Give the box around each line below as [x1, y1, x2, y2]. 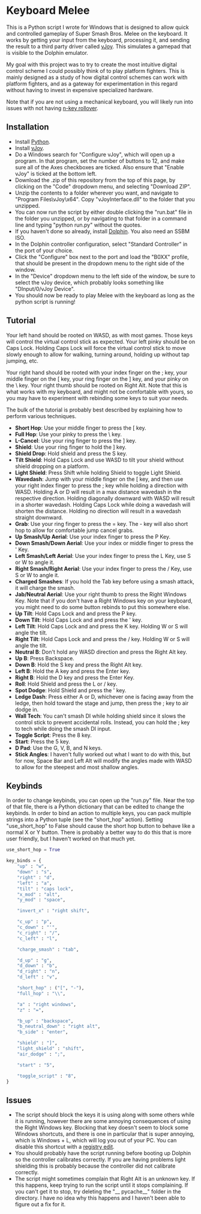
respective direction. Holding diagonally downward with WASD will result [14, 495, 195, 502]
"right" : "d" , [17, 874, 55, 880]
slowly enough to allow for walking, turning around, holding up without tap [6, 351, 190, 358]
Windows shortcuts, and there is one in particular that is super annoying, [14, 1130, 195, 1137]
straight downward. [14, 513, 64, 521]
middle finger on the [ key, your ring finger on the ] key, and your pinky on [6, 375, 189, 383]
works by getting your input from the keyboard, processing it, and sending [6, 36, 190, 43]
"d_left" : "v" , [17, 974, 58, 980]
